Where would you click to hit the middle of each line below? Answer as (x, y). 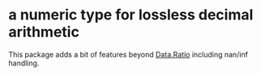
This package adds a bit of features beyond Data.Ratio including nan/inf (128, 54)
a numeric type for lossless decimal (131, 15)
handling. (24, 63)
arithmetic (44, 32)
